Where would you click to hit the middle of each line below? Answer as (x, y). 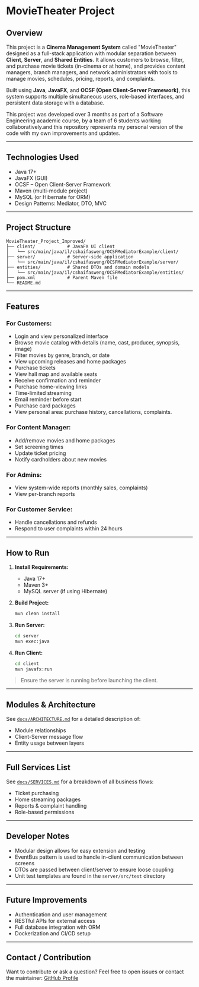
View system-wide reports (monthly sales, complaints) (81, 488)
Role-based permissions (44, 812)
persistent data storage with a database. (55, 103)
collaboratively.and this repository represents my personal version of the (95, 127)
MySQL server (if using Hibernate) (65, 591)
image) (23, 349)
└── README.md (24, 283)
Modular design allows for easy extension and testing (80, 850)
